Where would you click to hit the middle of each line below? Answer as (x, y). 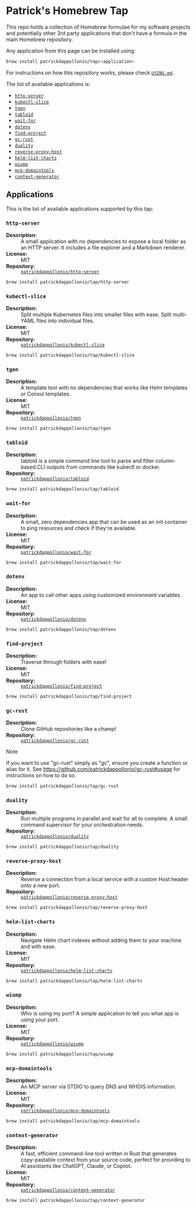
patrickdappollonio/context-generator (68, 1190)
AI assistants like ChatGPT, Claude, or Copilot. (76, 1166)
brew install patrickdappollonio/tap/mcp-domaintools (73, 1121)
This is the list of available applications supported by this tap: (80, 208)
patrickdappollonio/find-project (61, 686)
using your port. (40, 1019)
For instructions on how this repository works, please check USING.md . (90, 73)
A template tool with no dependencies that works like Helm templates (104, 388)
